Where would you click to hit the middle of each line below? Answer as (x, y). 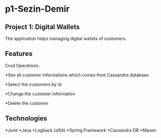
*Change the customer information (40, 94)
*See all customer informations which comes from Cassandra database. (77, 75)
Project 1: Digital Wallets (43, 27)
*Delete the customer (27, 103)
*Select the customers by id (33, 84)
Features (19, 54)
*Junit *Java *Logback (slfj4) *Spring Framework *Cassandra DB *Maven (81, 130)
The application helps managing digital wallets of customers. (66, 38)
